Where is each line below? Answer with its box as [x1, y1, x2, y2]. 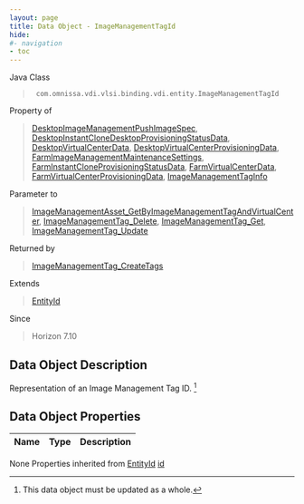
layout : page [9, 13, 59, 23]
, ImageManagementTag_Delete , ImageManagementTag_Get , [39, 216, 267, 227]
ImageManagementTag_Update [31, 226, 148, 237]
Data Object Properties [9, 409, 141, 424]
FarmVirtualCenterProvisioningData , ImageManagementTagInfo [31, 171, 269, 182]
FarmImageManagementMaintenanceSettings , [31, 151, 204, 163]
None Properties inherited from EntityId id [9, 459, 165, 470]
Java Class [9, 72, 51, 82]
